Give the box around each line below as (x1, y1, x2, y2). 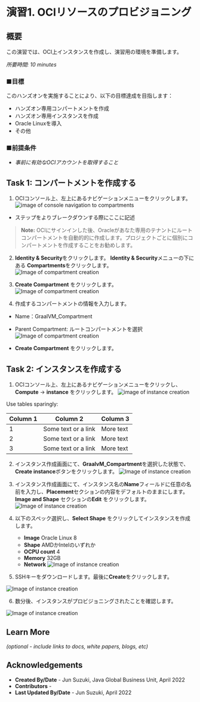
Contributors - (14, 682, 52, 689)
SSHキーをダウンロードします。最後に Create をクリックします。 (14, 573, 173, 580)
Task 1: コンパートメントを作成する (6, 177, 136, 188)
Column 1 (9, 415, 38, 423)
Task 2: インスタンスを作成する (6, 364, 122, 374)
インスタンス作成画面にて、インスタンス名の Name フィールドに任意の (14, 481, 186, 488)
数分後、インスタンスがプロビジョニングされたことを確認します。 (14, 598, 177, 605)
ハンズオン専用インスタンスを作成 (14, 112, 99, 120)
